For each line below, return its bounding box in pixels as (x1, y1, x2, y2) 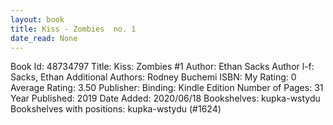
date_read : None (10, 33, 78, 43)
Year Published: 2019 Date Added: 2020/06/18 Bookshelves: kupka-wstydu (10, 92, 321, 105)
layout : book (10, 14, 65, 25)
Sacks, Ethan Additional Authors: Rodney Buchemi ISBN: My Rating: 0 (10, 71, 297, 83)
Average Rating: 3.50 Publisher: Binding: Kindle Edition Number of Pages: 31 (10, 82, 324, 94)
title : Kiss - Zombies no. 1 (10, 24, 137, 34)
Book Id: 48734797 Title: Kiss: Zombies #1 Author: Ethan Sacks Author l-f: (10, 61, 315, 73)
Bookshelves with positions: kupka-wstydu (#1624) (10, 103, 222, 115)
